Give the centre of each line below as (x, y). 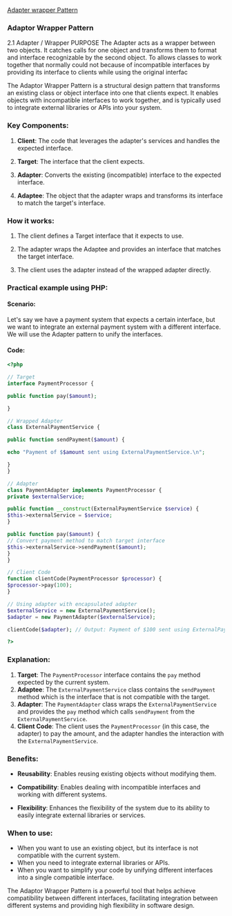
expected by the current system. (64, 682)
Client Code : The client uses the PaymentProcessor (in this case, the (113, 726)
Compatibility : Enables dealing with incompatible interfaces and (109, 787)
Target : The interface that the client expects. (81, 161)
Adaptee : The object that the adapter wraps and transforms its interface (120, 195)
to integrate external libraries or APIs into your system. (85, 108)
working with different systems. (62, 794)
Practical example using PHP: (58, 287)
